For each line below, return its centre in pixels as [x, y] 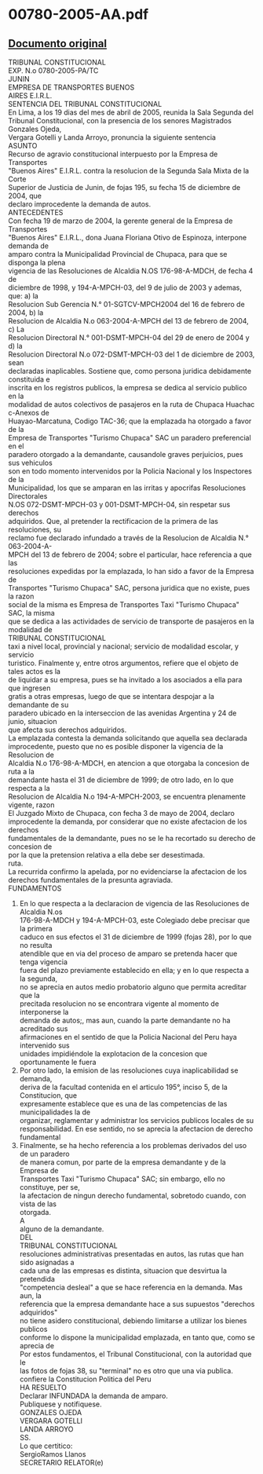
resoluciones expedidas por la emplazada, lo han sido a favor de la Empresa [131, 571]
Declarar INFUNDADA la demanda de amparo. [94, 1396]
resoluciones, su [35, 529]
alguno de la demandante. [62, 1229]
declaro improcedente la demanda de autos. [80, 204]
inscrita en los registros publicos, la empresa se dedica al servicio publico [128, 388]
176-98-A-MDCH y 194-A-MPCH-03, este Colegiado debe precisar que [135, 920]
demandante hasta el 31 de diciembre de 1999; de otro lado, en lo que [121, 780]
